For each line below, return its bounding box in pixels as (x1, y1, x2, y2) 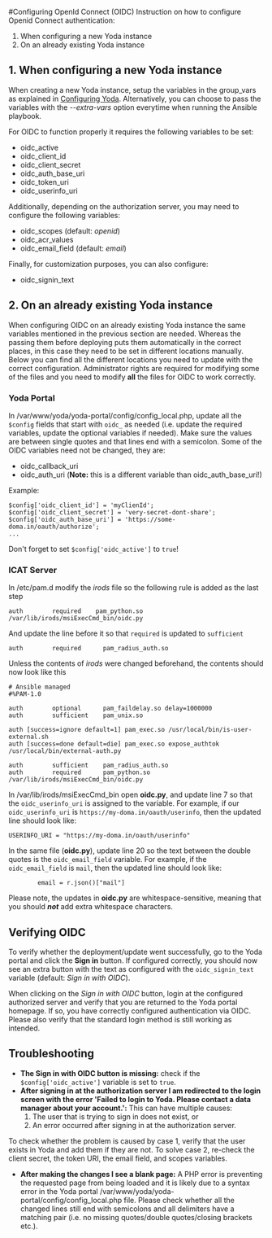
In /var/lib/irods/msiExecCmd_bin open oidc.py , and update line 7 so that (8, 790, 253, 800)
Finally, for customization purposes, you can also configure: (8, 259, 209, 269)
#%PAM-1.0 (8, 690, 42, 698)
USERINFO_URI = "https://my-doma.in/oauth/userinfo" (8, 832, 191, 840)
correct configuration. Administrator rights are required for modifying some (8, 363, 260, 373)
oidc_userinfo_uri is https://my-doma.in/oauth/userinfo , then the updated (8, 807, 261, 817)
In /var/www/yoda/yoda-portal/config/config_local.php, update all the (8, 410, 242, 420)
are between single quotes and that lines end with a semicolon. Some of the (8, 436, 262, 446)
